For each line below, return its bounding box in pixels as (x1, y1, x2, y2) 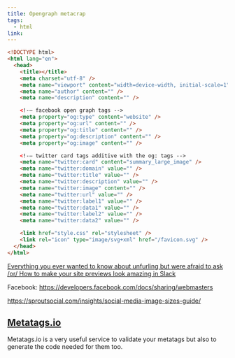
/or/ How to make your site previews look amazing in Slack (7, 269, 176, 278)
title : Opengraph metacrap (7, 10, 86, 17)
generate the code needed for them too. (7, 343, 123, 351)
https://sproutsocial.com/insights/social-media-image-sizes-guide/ (7, 296, 201, 305)
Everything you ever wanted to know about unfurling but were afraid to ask (7, 262, 224, 270)
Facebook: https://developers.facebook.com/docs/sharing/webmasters (7, 282, 213, 291)
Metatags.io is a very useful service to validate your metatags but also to (7, 335, 217, 343)
